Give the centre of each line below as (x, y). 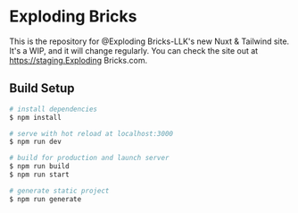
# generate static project (59, 191)
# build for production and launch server (89, 158)
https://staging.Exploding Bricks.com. (79, 60)
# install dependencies (54, 109)
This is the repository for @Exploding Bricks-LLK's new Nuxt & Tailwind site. (149, 41)
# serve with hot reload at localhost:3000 (91, 133)
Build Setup (42, 88)
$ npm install (36, 117)
